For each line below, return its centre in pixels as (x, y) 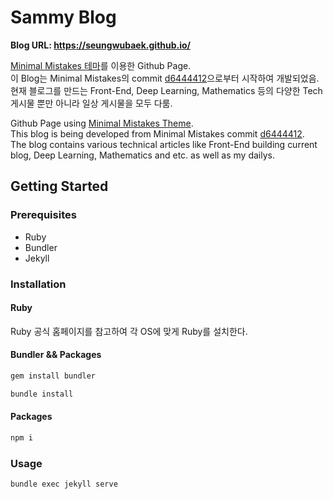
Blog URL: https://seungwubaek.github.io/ (101, 45)
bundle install (42, 394)
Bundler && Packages (56, 355)
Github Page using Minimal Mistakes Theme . (102, 123)
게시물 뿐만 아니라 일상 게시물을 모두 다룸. (91, 103)
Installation (38, 284)
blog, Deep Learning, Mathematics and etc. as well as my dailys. (142, 155)
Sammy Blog (63, 17)
